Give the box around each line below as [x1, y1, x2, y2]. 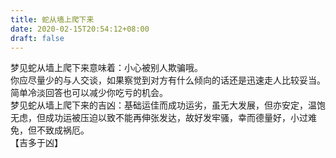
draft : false [10, 33, 65, 43]
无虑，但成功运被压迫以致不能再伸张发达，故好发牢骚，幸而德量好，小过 [10, 112, 308, 124]
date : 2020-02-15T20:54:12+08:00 [10, 24, 150, 34]
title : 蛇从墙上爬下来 [10, 14, 95, 25]
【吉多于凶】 [10, 137, 63, 149]
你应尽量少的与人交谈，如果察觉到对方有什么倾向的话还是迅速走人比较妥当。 [10, 74, 326, 86]
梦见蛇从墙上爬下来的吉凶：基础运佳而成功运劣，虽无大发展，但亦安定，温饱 [10, 99, 326, 111]
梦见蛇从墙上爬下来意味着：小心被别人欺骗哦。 [10, 62, 203, 74]
